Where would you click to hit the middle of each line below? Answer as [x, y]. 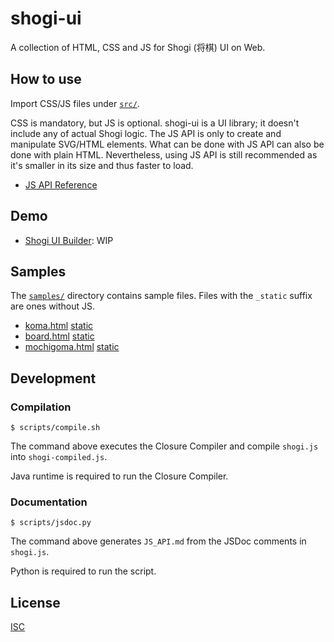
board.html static [59, 336]
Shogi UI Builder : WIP [69, 240]
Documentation [49, 502]
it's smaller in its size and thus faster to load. [102, 165]
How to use [46, 79]
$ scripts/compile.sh [55, 428]
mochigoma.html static [72, 347]
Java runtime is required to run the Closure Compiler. [119, 476]
